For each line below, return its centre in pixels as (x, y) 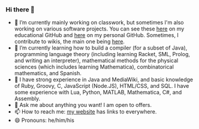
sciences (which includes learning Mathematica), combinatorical (94, 67)
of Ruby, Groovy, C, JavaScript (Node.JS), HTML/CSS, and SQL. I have (102, 86)
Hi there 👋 (20, 10)
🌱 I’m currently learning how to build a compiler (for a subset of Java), (101, 48)
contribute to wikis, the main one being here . (70, 42)
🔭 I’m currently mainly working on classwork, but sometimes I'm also (99, 23)
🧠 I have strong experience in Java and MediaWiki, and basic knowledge (103, 79)
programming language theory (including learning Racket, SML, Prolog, (102, 54)
